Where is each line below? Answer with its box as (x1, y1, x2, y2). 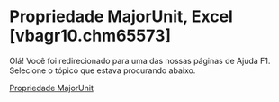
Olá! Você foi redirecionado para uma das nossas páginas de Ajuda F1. (9, 55, 271, 66)
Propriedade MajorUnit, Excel (9, 6, 234, 27)
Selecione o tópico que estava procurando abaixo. (9, 65, 196, 76)
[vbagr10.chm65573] (9, 25, 172, 46)
